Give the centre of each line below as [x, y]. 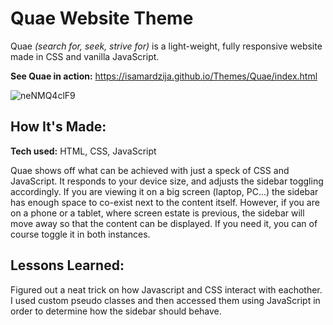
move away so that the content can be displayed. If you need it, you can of [164, 223]
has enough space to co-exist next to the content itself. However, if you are [165, 202]
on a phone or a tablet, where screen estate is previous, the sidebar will [157, 213]
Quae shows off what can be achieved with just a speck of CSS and [150, 170]
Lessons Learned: [67, 265]
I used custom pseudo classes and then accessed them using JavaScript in [165, 300]
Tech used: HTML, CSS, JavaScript [83, 151]
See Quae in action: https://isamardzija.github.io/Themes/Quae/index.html [164, 76]
